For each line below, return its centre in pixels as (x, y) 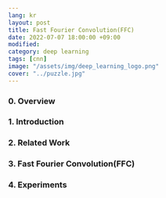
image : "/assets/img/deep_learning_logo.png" (83, 67)
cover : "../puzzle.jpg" (47, 74)
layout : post (29, 23)
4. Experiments (38, 185)
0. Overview (32, 101)
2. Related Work (39, 143)
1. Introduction (36, 122)
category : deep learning (49, 52)
